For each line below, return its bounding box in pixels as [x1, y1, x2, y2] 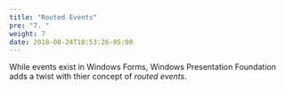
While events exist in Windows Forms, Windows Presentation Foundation [9, 62, 276, 72]
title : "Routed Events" [9, 12, 98, 22]
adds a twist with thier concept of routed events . [9, 71, 187, 82]
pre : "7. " [9, 21, 50, 30]
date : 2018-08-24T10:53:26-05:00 [9, 37, 134, 47]
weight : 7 [9, 29, 46, 38]
